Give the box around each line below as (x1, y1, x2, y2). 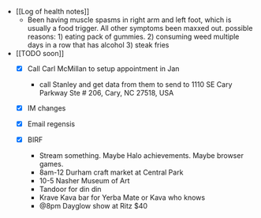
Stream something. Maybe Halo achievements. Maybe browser (39, 151, 244, 160)
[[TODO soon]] (15, 49, 65, 58)
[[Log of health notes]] (15, 7, 90, 16)
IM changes (27, 103, 66, 113)
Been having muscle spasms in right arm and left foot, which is (27, 15, 232, 24)
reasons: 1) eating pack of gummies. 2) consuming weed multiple (27, 32, 240, 41)
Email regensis (27, 119, 76, 129)
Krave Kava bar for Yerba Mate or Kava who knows (39, 193, 206, 202)
